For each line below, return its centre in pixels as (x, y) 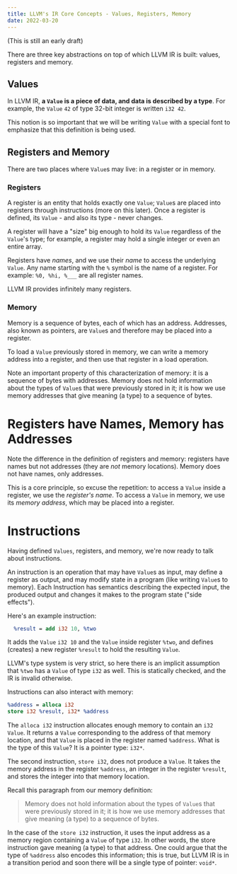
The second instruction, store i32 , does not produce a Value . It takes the (114, 761)
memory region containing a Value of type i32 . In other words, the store (111, 840)
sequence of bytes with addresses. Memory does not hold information (110, 380)
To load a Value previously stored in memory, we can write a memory (108, 352)
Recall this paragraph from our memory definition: (80, 790)
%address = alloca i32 (41, 705)
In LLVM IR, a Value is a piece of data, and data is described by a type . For (116, 101)
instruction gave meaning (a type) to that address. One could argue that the (117, 848)
